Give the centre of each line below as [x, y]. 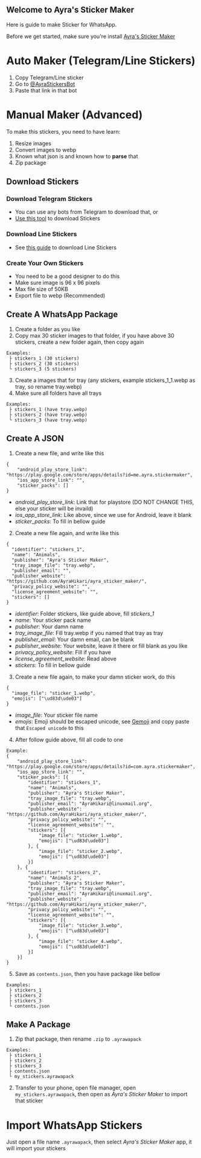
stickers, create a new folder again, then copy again [79, 342]
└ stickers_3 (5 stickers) [43, 369]
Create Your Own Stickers [45, 263]
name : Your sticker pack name [53, 620]
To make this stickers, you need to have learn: [63, 131]
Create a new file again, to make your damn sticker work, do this [95, 677]
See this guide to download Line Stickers [65, 247]
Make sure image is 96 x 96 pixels [57, 282]
